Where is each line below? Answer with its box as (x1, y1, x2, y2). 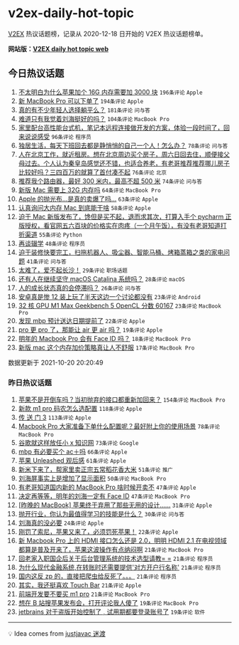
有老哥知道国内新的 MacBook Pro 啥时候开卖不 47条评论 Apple (18, 483, 196, 492)
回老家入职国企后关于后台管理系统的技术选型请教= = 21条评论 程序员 (18, 554, 213, 563)
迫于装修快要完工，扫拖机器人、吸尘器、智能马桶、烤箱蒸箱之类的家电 (18, 248, 224, 256)
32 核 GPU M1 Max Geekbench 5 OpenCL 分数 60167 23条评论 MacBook (18, 301, 222, 310)
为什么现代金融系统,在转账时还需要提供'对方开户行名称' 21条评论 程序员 (18, 563, 221, 572)
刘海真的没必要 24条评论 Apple (18, 518, 104, 528)
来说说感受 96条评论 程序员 (18, 132, 91, 140)
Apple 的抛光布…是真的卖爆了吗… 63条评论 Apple (18, 194, 158, 203)
